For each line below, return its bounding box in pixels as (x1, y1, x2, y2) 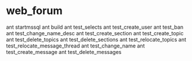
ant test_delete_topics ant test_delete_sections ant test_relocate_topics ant (6, 36, 187, 43)
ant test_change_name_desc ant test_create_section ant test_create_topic (6, 29, 184, 36)
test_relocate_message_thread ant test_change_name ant (6, 42, 145, 49)
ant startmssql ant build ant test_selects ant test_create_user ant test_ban (6, 23, 184, 30)
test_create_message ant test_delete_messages (6, 48, 122, 55)
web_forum (6, 4, 63, 18)
